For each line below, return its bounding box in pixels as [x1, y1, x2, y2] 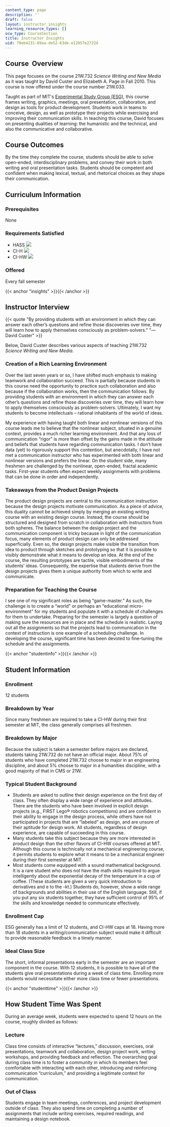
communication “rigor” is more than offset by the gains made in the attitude [5, 435, 163, 442]
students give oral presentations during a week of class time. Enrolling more [5, 970, 163, 976]
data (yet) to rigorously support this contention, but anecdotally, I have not [5, 447, 160, 453]
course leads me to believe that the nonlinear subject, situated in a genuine [5, 425, 162, 431]
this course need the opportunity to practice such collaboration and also [5, 383, 156, 389]
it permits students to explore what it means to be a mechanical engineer [12, 851, 165, 857]
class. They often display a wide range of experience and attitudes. [12, 797, 153, 803]
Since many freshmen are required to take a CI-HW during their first [5, 716, 147, 723]
